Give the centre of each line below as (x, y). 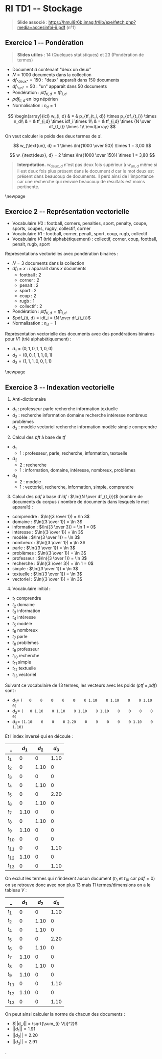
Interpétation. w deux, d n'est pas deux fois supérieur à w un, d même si (87, 165)
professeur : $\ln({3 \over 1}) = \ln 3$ (49, 558)
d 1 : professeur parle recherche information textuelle (65, 409)
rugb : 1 (27, 301)
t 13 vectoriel (24, 675)
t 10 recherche (26, 656)
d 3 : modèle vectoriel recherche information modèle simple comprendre (84, 427)
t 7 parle (20, 637)
